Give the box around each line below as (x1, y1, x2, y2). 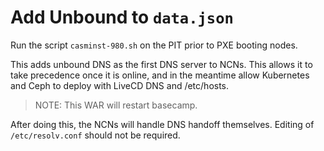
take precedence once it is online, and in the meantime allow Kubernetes (10, 69, 310, 81)
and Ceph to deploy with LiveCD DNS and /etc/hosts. (10, 79, 230, 91)
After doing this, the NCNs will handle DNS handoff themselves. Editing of (10, 118, 315, 130)
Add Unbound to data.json (10, 6, 234, 29)
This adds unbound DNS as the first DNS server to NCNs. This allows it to (10, 58, 313, 70)
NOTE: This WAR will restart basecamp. (34, 99, 198, 111)
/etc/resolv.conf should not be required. (10, 129, 181, 141)
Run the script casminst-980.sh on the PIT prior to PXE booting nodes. (10, 39, 298, 51)
